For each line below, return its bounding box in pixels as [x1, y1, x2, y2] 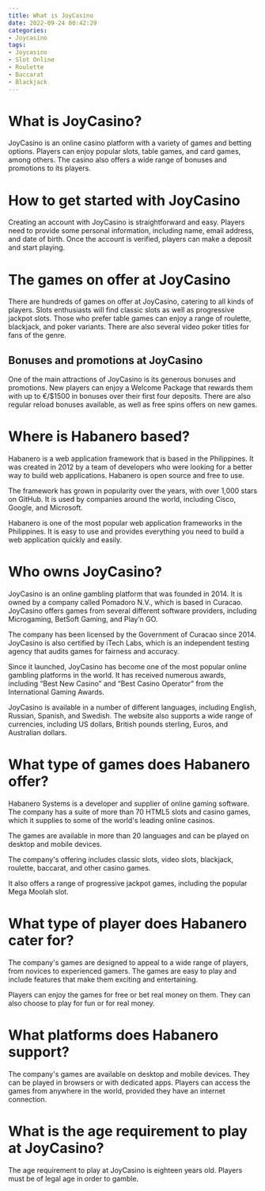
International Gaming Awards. [8, 687, 104, 696]
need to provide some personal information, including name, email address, [8, 226, 255, 236]
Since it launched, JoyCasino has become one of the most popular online [8, 662, 247, 671]
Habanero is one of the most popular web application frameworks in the [8, 519, 243, 528]
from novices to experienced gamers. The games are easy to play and [8, 966, 237, 975]
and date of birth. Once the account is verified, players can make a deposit [8, 235, 252, 244]
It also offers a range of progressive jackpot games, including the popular [8, 878, 248, 888]
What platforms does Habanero [8, 1026, 219, 1044]
